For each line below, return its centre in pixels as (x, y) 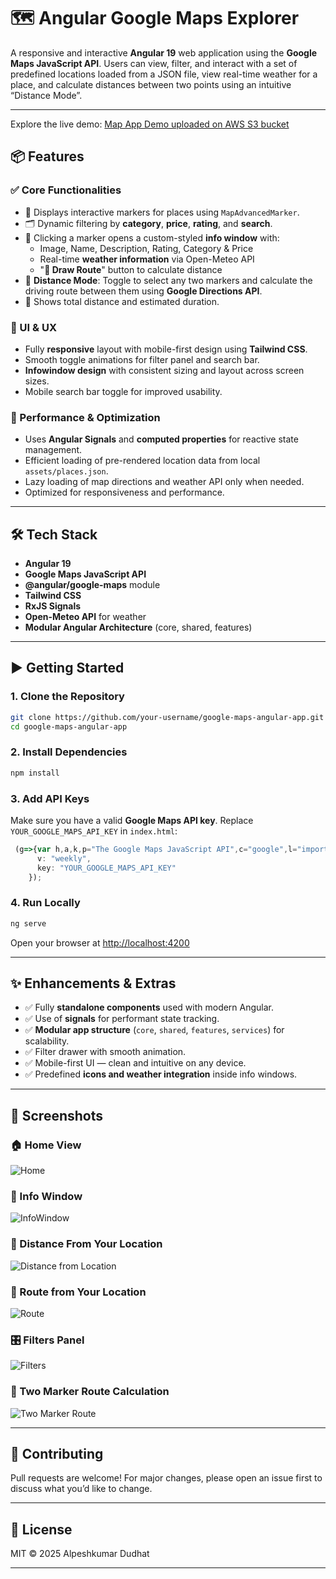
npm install (35, 773)
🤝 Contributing (57, 1453)
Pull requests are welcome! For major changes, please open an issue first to (166, 1478)
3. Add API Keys (50, 798)
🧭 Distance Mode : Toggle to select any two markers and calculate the (168, 280)
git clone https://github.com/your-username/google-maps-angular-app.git (167, 717)
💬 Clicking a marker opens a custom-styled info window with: (152, 237)
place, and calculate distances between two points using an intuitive (151, 84)
